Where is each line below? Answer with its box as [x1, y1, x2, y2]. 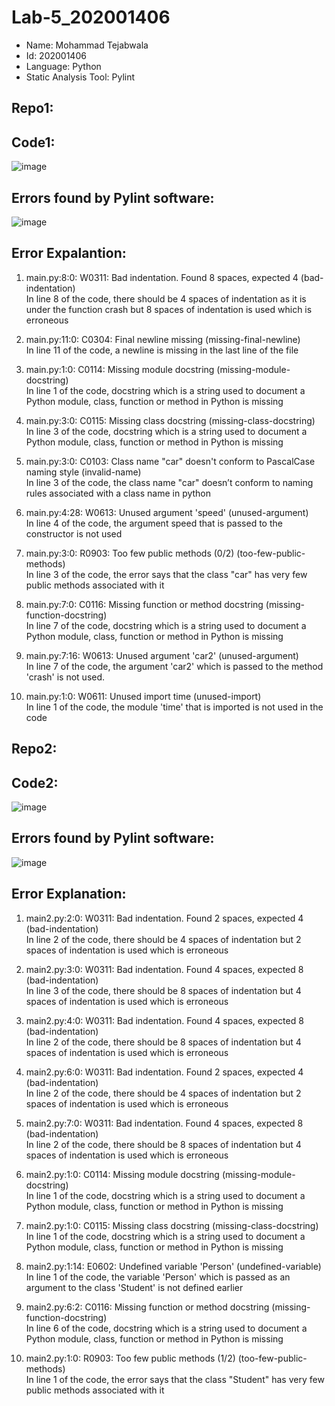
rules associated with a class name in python [25, 487, 212, 499]
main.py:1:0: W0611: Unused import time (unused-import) [25, 690, 262, 702]
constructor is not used [25, 527, 123, 540]
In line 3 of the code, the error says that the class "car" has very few [25, 568, 308, 580]
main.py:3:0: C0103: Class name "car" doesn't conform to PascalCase [25, 455, 316, 467]
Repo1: [11, 100, 54, 117]
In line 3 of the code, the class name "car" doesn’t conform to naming [25, 476, 314, 488]
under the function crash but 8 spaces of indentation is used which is [25, 303, 313, 315]
